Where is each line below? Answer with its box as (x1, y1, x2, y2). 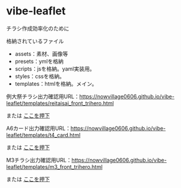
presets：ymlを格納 (14, 57, 64, 65)
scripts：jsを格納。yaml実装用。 (14, 65, 95, 72)
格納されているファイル (6, 37, 64, 44)
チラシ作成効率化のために (6, 25, 70, 32)
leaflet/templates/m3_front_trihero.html (6, 163, 103, 170)
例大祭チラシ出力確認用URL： (6, 93, 80, 100)
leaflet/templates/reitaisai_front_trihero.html (6, 99, 114, 107)
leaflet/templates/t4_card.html (6, 131, 81, 138)
